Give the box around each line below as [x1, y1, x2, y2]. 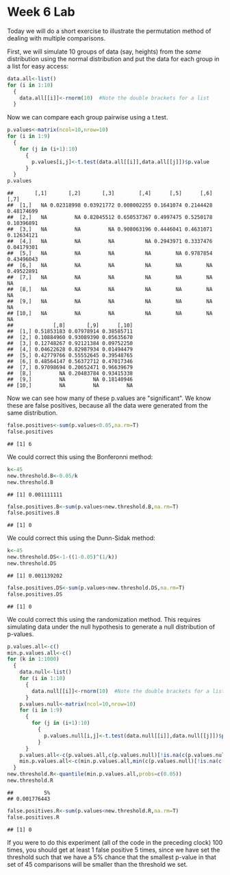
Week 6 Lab [7, 4, 75, 20]
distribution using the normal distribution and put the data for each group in [7, 54, 220, 62]
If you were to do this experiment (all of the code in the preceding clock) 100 [7, 838, 223, 846]
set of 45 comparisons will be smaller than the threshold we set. [7, 860, 188, 868]
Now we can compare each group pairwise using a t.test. [7, 113, 168, 121]
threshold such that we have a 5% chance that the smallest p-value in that [7, 852, 217, 861]
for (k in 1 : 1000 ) [7, 656, 60, 663]
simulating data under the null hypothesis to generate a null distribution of [7, 622, 216, 631]
